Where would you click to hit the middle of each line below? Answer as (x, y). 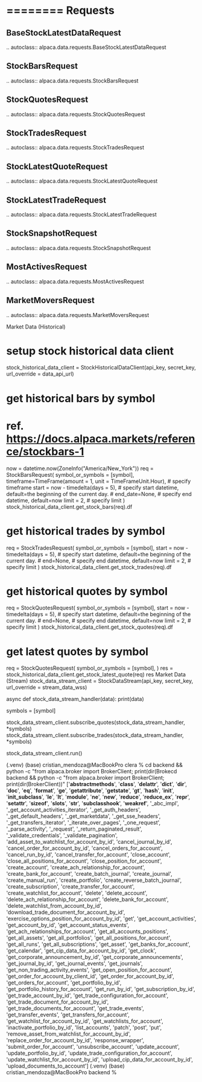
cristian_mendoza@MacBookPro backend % (62, 1072)
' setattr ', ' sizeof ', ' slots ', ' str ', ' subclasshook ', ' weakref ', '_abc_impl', (93, 804)
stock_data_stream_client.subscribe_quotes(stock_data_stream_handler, (96, 722)
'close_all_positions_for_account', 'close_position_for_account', (84, 861)
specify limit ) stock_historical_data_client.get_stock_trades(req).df (89, 567)
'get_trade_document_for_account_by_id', (58, 1002)
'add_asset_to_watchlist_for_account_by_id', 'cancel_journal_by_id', (90, 842)
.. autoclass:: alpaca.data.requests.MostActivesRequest (75, 282)
